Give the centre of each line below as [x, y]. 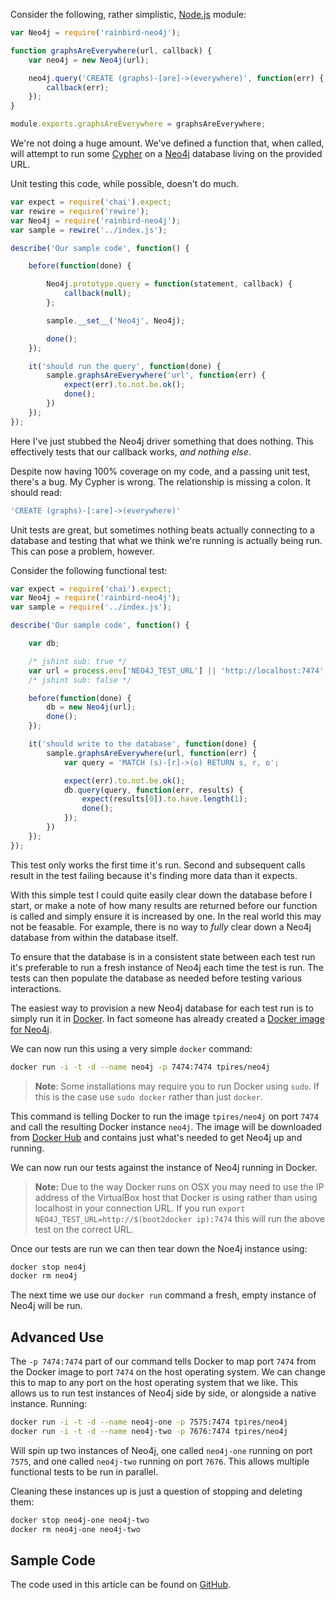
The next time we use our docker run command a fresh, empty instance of [163, 1295]
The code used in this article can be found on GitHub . [121, 1585]
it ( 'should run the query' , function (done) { [125, 366]
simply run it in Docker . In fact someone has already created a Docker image [167, 1018]
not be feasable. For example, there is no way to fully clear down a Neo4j [161, 926]
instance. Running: [49, 1404]
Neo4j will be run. [46, 1306]
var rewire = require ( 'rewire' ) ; [80, 211]
